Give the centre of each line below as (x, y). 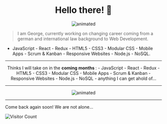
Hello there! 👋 (83, 10)
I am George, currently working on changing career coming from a (85, 33)
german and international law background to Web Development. (83, 39)
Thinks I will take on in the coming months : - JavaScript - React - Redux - (83, 68)
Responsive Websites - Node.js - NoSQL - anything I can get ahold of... (83, 78)
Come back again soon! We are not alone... (49, 107)
